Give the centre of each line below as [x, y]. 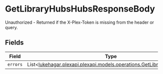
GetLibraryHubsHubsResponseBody [80, 9]
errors [15, 64]
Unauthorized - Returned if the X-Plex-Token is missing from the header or [80, 22]
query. [11, 27]
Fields [15, 43]
